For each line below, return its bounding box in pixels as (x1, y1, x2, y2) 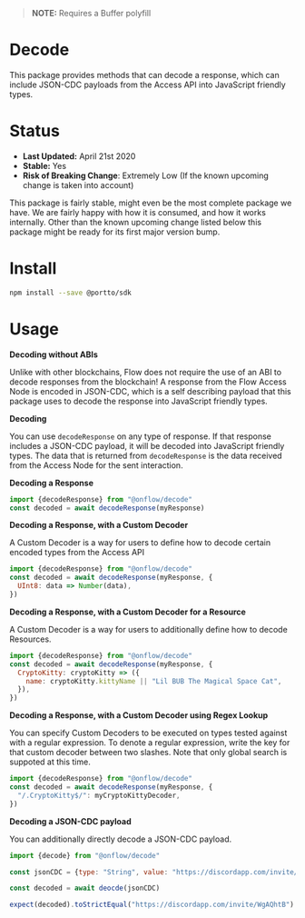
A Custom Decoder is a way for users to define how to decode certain (9, 537, 271, 548)
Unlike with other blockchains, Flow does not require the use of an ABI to (9, 366, 282, 377)
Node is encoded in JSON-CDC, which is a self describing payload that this (9, 385, 292, 396)
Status (9, 121, 61, 142)
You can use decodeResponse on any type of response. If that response (9, 431, 272, 442)
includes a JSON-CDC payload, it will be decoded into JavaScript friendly (9, 440, 285, 451)
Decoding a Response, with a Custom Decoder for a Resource (9, 606, 247, 617)
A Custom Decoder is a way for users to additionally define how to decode (9, 624, 288, 634)
